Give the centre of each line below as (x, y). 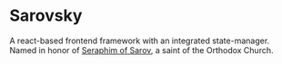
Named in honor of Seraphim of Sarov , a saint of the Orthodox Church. (141, 50)
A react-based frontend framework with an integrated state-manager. (140, 41)
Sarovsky (46, 16)
